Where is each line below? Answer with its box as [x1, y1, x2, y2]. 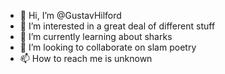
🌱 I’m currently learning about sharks [19, 31, 173, 42]
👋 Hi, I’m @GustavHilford [19, 10, 122, 21]
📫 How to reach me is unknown [19, 53, 153, 64]
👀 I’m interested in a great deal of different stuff [19, 20, 216, 32]
